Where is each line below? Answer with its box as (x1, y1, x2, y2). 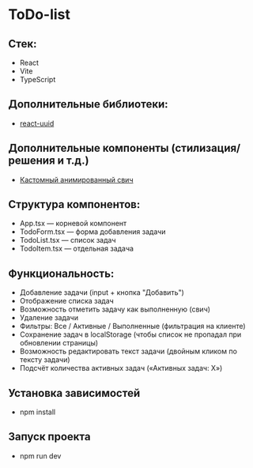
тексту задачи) (19, 355, 70, 364)
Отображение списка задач (19, 296, 115, 306)
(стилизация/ (171, 142, 241, 155)
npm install (19, 407, 56, 417)
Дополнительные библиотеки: (8, 97, 168, 111)
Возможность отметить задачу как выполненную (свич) (19, 304, 211, 314)
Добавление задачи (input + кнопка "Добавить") (19, 288, 184, 297)
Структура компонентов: (8, 198, 141, 211)
